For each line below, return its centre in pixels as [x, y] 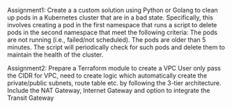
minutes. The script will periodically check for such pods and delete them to [116, 47]
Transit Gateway [31, 98]
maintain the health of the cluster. [55, 54]
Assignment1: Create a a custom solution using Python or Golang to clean [113, 10]
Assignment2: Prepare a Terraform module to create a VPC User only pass [114, 68]
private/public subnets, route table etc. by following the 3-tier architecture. [114, 83]
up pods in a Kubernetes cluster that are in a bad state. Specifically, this [110, 17]
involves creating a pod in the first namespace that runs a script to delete [112, 25]
